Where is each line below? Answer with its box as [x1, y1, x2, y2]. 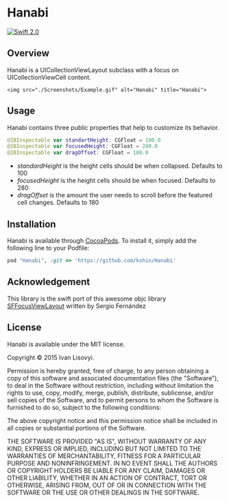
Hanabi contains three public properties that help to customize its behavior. [7, 123, 219, 131]
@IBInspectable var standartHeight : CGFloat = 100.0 [7, 136, 161, 144]
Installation [7, 218, 56, 230]
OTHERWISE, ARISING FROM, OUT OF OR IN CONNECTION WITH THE [7, 481, 207, 489]
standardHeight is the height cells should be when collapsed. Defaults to [16, 162, 223, 170]
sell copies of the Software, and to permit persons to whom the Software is [7, 395, 219, 404]
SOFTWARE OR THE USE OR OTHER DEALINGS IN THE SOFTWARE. [7, 488, 200, 496]
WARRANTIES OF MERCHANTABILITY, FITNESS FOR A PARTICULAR [7, 452, 201, 460]
